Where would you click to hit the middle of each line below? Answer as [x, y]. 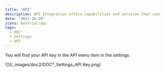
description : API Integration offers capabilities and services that [78, 14]
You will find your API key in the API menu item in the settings [67, 55]
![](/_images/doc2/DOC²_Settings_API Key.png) [53, 64]
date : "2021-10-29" [25, 18]
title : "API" [18, 9]
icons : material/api [26, 23]
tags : [11, 28]
